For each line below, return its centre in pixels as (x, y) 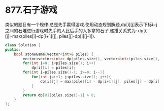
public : (13, 49)
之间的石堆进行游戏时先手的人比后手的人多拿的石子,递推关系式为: (71, 30)
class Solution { (23, 45)
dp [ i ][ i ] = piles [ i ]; (54, 68)
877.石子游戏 (31, 10)
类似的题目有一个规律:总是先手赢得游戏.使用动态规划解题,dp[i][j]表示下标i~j (81, 24)
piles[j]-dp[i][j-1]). (77, 36)
